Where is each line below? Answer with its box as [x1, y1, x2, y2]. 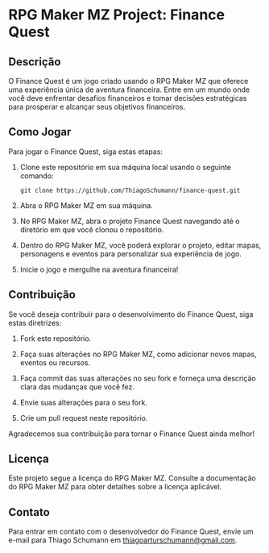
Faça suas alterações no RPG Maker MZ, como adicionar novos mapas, [19, 349, 257, 359]
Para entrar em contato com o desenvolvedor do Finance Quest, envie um [8, 526, 254, 537]
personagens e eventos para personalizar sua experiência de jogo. [19, 248, 242, 259]
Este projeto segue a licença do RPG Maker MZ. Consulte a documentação [8, 473, 256, 483]
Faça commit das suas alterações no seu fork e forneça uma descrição [19, 373, 256, 383]
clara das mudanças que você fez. [19, 381, 134, 392]
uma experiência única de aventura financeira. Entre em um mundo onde [8, 85, 250, 94]
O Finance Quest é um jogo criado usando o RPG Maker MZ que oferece [8, 77, 249, 85]
